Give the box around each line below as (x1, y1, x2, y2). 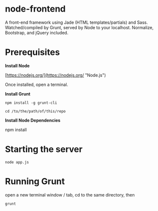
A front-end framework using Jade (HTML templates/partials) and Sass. (5, 19, 148, 25)
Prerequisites (5, 47, 60, 58)
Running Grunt (5, 176, 65, 187)
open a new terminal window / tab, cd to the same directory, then (5, 192, 135, 197)
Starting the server (5, 144, 83, 155)
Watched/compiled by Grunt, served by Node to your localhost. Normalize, (5, 24, 154, 30)
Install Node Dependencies (5, 117, 60, 123)
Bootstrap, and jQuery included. (5, 30, 69, 35)
